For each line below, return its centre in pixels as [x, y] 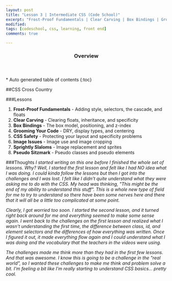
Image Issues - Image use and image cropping [62, 142]
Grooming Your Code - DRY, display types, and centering [74, 131]
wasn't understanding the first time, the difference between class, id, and [83, 226]
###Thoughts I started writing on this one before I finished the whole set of [85, 162]
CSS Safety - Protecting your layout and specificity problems [78, 136]
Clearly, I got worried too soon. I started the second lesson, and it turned [82, 210]
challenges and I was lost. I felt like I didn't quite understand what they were [86, 178]
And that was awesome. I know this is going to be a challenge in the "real [83, 258]
